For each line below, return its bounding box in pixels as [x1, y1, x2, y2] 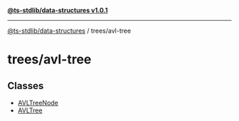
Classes [7, 80, 44, 92]
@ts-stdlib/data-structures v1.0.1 [7, 6, 108, 14]
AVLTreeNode [17, 99, 59, 107]
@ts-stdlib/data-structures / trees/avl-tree [7, 26, 132, 35]
